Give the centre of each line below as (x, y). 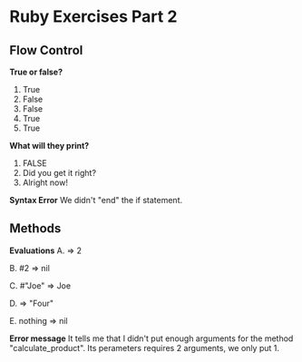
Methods (35, 229)
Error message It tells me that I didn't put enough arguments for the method (151, 338)
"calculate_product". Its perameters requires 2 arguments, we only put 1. (144, 347)
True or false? (36, 72)
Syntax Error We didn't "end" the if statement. (96, 200)
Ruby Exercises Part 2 (93, 17)
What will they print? (49, 146)
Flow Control (46, 50)
